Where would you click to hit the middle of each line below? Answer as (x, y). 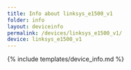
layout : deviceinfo (35, 26)
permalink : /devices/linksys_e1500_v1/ (65, 33)
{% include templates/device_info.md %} (66, 59)
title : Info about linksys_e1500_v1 (60, 14)
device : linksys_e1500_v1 (44, 40)
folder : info (26, 20)
